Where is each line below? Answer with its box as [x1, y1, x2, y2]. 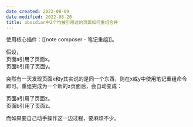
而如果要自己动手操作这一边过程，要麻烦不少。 [6, 115, 119, 122]
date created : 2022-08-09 [6, 8, 69, 15]
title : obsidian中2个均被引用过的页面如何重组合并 [6, 19, 118, 25]
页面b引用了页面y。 [6, 63, 54, 70]
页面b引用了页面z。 [6, 103, 54, 110]
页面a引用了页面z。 [6, 95, 53, 102]
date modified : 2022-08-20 [6, 14, 72, 20]
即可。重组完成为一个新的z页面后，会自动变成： [6, 83, 122, 90]
